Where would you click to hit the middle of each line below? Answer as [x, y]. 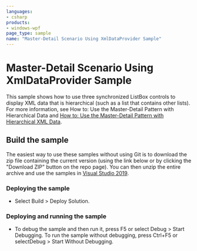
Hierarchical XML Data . [34, 122]
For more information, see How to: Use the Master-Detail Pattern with [90, 109]
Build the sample [37, 140]
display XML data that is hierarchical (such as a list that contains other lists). [98, 103]
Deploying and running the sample [56, 216]
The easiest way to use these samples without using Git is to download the [96, 154]
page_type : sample [29, 34]
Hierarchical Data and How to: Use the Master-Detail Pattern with [85, 115]
